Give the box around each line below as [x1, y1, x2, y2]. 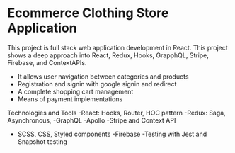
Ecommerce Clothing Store [7, 5, 169, 21]
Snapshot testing [17, 137, 67, 146]
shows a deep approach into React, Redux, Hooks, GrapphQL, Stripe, [7, 51, 209, 59]
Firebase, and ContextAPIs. [7, 58, 87, 67]
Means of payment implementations [17, 94, 123, 103]
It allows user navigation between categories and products [17, 72, 189, 81]
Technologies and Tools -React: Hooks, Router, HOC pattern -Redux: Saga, [7, 108, 226, 117]
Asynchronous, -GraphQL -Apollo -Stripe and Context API [7, 115, 176, 125]
